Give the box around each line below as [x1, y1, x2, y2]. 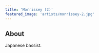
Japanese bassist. [5, 42, 42, 49]
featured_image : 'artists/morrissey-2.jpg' [5, 12, 95, 17]
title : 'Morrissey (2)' [5, 7, 54, 12]
